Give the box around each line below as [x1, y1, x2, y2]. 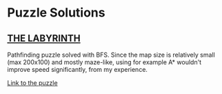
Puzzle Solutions [7, 5, 105, 21]
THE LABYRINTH [7, 32, 81, 44]
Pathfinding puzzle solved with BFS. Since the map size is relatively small [7, 50, 215, 59]
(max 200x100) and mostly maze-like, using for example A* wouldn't [7, 58, 202, 66]
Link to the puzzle [7, 79, 58, 87]
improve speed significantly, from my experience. [7, 66, 148, 73]
